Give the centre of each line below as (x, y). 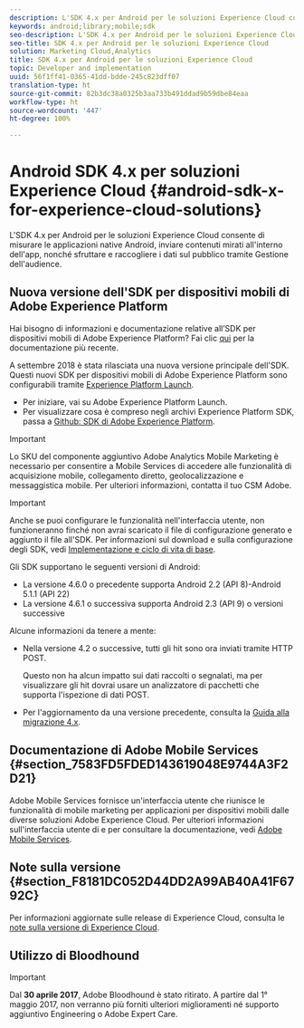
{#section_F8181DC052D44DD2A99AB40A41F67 (152, 882)
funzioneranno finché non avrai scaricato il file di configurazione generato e (151, 530)
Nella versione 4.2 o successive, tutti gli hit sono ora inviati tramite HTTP (158, 648)
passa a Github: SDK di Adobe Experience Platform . (119, 421)
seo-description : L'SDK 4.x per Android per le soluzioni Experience (143, 34)
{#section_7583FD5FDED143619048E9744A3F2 (149, 765)
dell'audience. (36, 264)
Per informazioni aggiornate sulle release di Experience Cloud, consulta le (147, 918)
